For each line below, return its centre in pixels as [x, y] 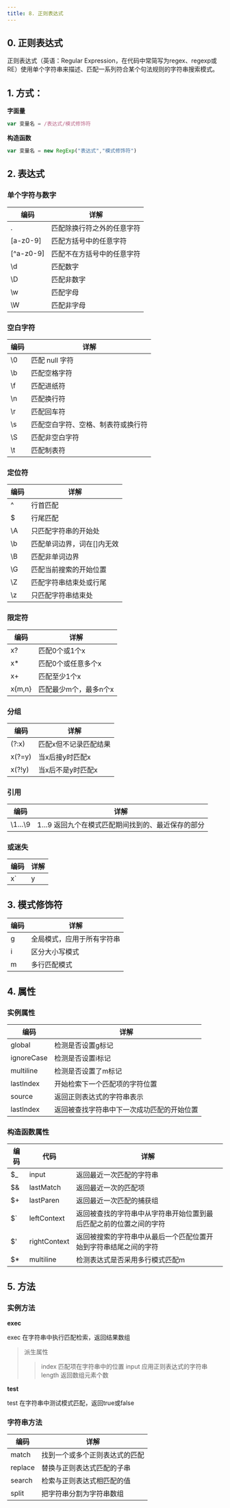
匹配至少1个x [60, 676]
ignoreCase [29, 1058]
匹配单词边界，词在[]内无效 [75, 544]
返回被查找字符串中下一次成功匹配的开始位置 [126, 1109]
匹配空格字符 [52, 373]
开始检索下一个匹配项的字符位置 [106, 1084]
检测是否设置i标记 [83, 1058]
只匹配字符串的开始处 [66, 531]
